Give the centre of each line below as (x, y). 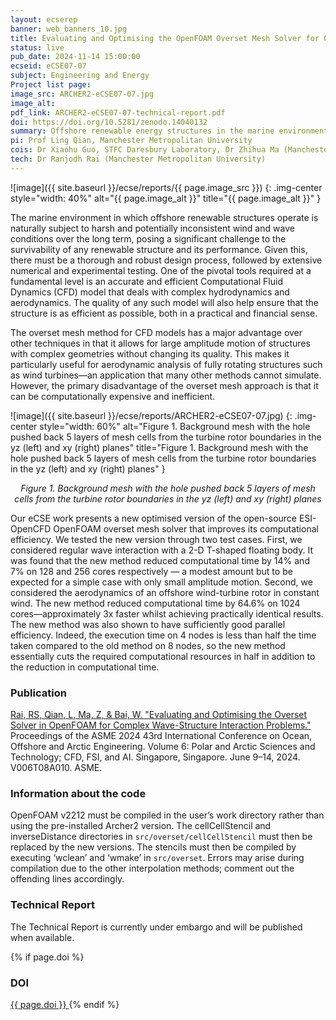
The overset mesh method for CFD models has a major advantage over (156, 332)
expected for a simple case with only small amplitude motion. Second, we (161, 582)
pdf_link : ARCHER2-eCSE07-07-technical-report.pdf (118, 112)
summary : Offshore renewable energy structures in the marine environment (169, 131)
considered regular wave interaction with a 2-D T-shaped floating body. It (161, 550)
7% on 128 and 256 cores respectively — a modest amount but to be (151, 571)
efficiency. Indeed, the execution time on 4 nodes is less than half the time (163, 635)
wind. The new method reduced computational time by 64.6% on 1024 (155, 603)
